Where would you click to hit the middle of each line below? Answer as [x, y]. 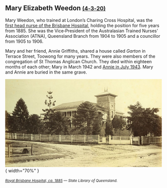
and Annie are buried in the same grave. [46, 72]
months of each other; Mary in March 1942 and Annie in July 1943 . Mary [79, 67]
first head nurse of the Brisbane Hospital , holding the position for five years [82, 25]
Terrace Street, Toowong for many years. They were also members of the [80, 56]
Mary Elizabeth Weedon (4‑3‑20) [55, 8]
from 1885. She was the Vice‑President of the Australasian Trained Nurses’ [82, 31]
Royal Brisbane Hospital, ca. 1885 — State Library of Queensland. [61, 181]
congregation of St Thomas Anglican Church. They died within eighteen [79, 61]
